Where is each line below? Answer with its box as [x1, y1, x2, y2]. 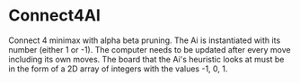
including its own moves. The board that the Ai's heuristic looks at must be [8, 54, 285, 64]
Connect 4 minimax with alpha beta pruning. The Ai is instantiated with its [8, 35, 281, 46]
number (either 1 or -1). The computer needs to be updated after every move [8, 44, 291, 54]
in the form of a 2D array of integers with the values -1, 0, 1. [8, 63, 228, 74]
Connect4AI [8, 5, 101, 26]
